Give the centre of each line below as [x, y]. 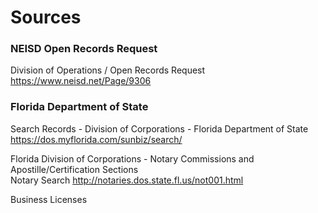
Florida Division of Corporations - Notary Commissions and [132, 158]
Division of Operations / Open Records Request [108, 70]
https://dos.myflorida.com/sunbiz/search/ [96, 139]
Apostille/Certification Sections [74, 169]
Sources [46, 17]
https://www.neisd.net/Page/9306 [81, 81]
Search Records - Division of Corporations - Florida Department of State [159, 128]
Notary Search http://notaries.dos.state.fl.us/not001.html [127, 180]
